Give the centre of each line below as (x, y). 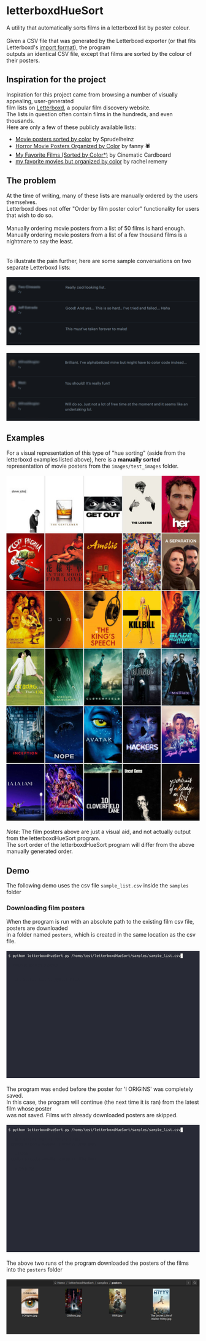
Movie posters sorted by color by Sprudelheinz (74, 139)
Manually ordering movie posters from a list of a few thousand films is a (97, 235)
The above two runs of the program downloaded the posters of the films (97, 1263)
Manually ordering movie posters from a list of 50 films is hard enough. (96, 228)
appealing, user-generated (40, 101)
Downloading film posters (46, 908)
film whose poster (29, 1108)
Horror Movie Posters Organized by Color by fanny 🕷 (83, 146)
